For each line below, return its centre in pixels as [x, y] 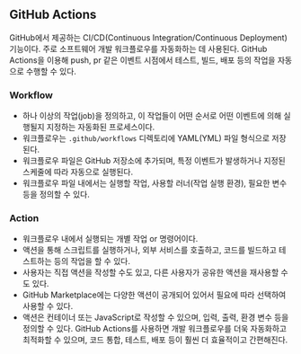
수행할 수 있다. [51, 71]
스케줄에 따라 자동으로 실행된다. [77, 172]
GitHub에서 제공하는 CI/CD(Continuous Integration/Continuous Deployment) [148, 37]
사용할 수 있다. [48, 306]
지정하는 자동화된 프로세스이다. [101, 127]
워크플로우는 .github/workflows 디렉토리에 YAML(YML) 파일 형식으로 [146, 138]
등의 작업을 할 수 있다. [92, 261]
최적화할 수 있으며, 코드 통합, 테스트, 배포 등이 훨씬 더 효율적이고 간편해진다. [155, 340]
